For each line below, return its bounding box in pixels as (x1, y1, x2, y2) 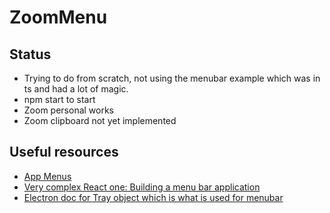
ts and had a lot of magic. (23, 83, 129, 95)
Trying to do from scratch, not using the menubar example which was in (23, 72, 321, 84)
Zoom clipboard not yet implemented (23, 115, 177, 126)
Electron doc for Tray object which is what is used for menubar (23, 191, 284, 203)
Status (9, 46, 52, 63)
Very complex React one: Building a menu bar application (23, 181, 261, 193)
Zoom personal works (23, 104, 115, 116)
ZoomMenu (9, 6, 108, 29)
